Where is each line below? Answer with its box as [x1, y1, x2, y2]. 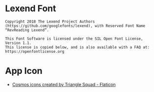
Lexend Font [5, 3, 56, 14]
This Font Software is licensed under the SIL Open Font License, [5, 36, 143, 41]
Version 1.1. [5, 40, 32, 46]
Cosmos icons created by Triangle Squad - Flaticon [12, 81, 116, 87]
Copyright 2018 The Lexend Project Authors [5, 19, 95, 24]
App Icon [5, 66, 43, 76]
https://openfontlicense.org [5, 49, 65, 54]
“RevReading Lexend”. [5, 27, 49, 32]
